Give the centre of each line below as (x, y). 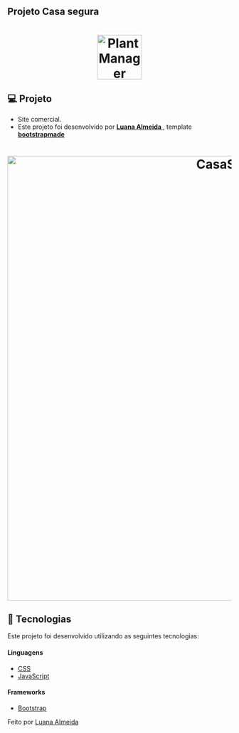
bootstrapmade (41, 135)
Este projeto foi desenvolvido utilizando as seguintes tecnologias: (103, 636)
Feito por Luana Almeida (43, 722)
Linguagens (25, 652)
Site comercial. (39, 120)
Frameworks (26, 692)
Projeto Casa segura (53, 12)
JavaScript (33, 676)
